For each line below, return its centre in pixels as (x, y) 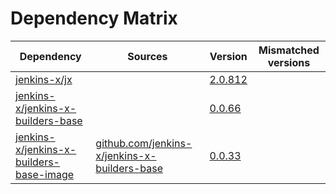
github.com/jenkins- (144, 143)
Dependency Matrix (94, 18)
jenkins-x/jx (44, 79)
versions (289, 62)
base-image (45, 174)
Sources (147, 56)
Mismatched (289, 50)
